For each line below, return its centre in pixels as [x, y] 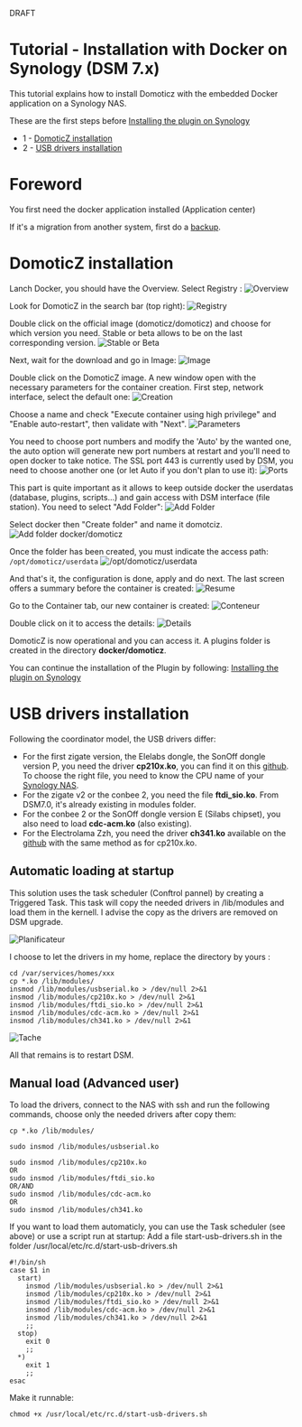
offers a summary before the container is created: [102, 588]
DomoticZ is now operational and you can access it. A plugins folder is [140, 640]
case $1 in [30, 1271]
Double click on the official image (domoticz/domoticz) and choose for [141, 323]
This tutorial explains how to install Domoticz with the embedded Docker [144, 93]
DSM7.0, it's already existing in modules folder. [109, 804]
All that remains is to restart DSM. [72, 1055]
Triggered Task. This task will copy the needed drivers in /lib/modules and [147, 902]
